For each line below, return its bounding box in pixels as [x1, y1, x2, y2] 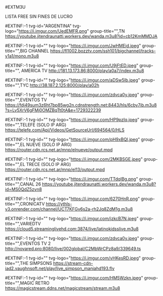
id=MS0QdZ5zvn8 [5, 186, 42, 192]
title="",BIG [5, 48, 28, 54]
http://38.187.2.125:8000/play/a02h [30, 82, 100, 88]
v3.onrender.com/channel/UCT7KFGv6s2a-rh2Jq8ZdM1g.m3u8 [5, 206, 133, 212]
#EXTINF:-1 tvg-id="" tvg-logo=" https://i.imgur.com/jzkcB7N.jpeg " [5, 216, 139, 221]
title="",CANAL [5, 181, 35, 187]
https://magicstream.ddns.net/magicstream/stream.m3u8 [5, 285, 120, 291]
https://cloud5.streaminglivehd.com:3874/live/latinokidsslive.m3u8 [5, 226, 139, 232]
